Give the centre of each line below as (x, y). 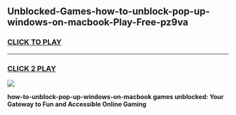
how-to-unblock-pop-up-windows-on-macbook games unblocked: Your (116, 96)
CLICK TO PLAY (34, 43)
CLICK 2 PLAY (32, 68)
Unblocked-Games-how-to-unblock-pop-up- (109, 11)
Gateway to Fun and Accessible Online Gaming (77, 104)
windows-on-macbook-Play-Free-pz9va (98, 23)
